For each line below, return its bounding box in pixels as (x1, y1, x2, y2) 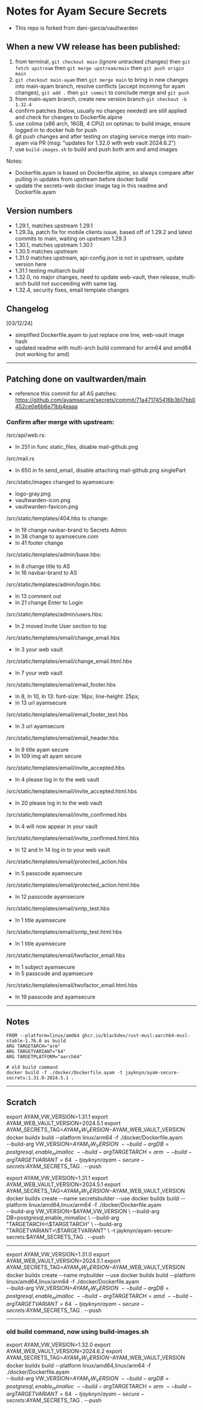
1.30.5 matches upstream (14, 247, 78, 255)
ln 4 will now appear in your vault (14, 823, 98, 830)
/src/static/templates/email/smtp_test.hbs (6, 905, 110, 912)
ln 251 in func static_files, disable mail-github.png (14, 443, 138, 451)
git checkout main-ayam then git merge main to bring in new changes (14, 76, 188, 83)
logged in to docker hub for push (14, 126, 97, 134)
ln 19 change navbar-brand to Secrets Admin (14, 526, 127, 534)
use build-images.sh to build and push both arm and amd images (14, 145, 178, 152)
